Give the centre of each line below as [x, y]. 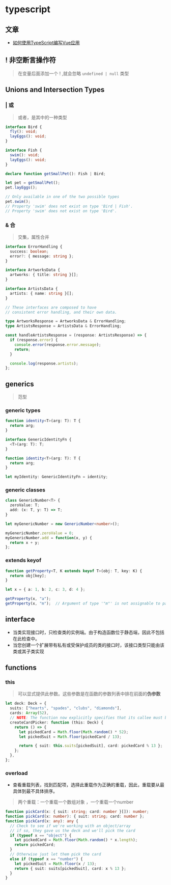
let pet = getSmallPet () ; [33, 183]
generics [20, 384]
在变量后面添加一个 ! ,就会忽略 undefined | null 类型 [73, 73]
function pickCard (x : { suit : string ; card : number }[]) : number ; [77, 812]
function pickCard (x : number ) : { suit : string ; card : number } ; [75, 817]
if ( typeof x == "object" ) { [41, 835]
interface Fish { [24, 150]
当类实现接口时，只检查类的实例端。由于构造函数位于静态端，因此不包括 [88, 632]
